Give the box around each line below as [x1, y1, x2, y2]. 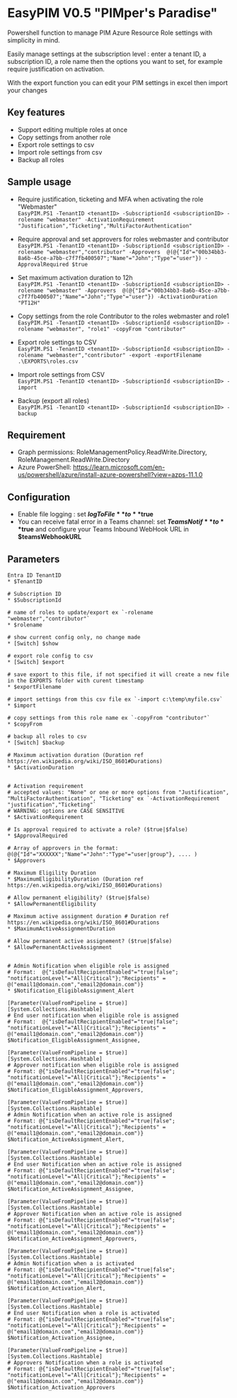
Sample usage [7, 176, 72, 188]
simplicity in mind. [7, 35, 60, 44]
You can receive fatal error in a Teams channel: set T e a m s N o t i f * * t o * [17, 517, 224, 526]
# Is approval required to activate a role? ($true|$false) [7, 826, 189, 833]
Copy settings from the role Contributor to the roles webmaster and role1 [17, 312, 229, 320]
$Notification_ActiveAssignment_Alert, [7, 1136, 125, 1143]
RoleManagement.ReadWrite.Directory [17, 456, 130, 464]
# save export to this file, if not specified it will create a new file [7, 671, 230, 678]
